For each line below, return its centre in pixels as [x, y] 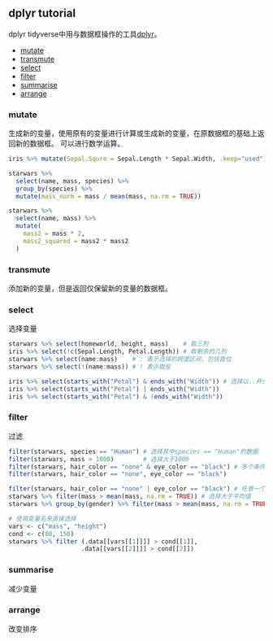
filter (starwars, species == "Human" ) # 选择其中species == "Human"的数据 [133, 451]
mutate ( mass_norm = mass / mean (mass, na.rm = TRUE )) [108, 196]
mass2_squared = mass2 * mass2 [76, 241]
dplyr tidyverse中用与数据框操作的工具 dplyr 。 [85, 34]
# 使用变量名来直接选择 [43, 519]
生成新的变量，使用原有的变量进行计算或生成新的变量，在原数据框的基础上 [133, 133]
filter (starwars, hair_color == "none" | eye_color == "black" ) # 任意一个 [137, 489]
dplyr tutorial [42, 13]
